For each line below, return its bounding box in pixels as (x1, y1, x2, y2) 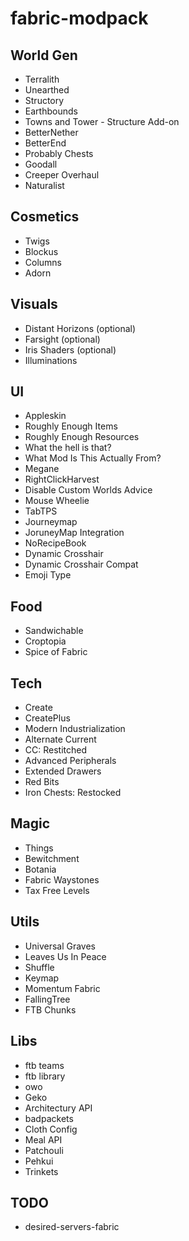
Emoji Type (24, 569, 72, 581)
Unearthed (24, 84, 70, 96)
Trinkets (24, 1165, 59, 1177)
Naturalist (24, 180, 65, 191)
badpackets (24, 1112, 74, 1124)
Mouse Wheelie (24, 495, 90, 507)
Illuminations (24, 354, 78, 366)
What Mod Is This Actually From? (24, 452, 162, 464)
